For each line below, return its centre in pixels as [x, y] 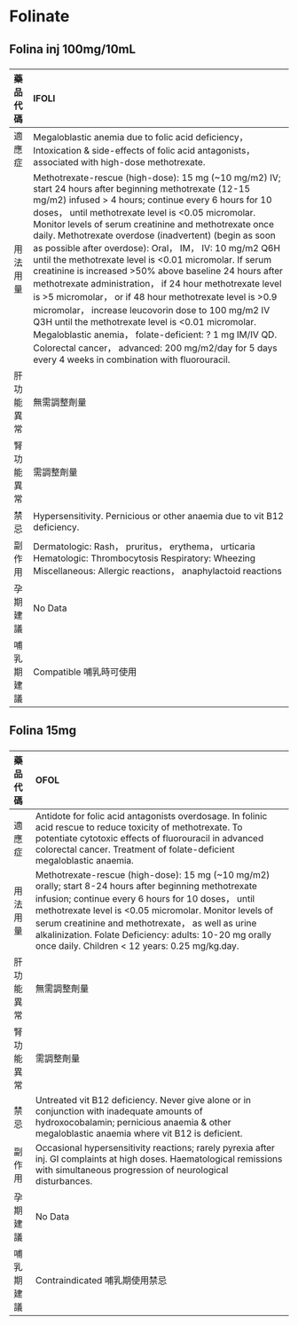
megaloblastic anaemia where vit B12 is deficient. [139, 1133]
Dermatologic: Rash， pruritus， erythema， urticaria [144, 546]
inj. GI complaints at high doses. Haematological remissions [159, 1158]
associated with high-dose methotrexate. [119, 162]
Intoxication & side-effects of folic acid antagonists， [144, 150]
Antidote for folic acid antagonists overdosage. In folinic [151, 816]
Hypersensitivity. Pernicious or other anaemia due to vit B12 [158, 516]
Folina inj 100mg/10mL [72, 49]
